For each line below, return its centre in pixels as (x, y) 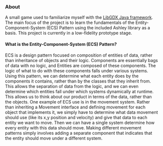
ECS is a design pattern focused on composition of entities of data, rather (79, 55)
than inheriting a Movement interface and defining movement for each (75, 107)
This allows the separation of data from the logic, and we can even (72, 86)
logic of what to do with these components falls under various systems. (77, 71)
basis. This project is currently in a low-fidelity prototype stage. (69, 33)
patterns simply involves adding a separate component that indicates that (79, 133)
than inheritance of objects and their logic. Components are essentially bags (81, 60)
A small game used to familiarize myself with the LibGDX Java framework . (79, 18)
